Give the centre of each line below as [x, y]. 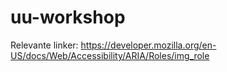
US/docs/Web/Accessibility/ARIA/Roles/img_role [110, 55]
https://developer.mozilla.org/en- [148, 45]
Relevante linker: [44, 45]
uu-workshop [68, 17]
